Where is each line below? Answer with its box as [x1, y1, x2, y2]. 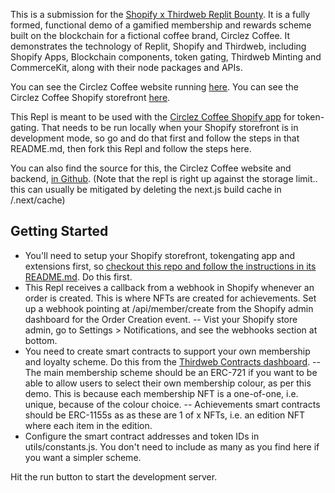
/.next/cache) [10, 194, 66, 206]
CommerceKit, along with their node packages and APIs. [10, 62, 243, 73]
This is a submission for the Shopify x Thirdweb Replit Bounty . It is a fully [10, 9, 311, 20]
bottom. [24, 334, 58, 346]
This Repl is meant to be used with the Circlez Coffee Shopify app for [10, 111, 296, 123]
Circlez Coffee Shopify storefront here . [10, 92, 171, 103]
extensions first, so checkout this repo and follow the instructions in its [24, 260, 317, 272]
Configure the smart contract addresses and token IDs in [24, 430, 260, 442]
